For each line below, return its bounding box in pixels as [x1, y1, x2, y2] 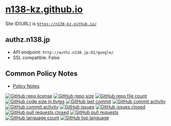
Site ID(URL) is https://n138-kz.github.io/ [5, 20, 97, 27]
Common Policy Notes [5, 69, 78, 78]
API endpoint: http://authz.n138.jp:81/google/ [12, 49, 114, 55]
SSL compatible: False [12, 54, 60, 60]
